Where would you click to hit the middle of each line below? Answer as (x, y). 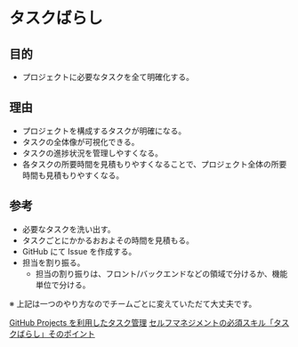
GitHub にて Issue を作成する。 (79, 251)
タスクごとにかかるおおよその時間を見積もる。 (108, 240)
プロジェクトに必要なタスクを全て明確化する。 (108, 77)
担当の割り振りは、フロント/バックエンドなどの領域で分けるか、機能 (161, 273)
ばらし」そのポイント (56, 334)
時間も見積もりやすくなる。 (73, 175)
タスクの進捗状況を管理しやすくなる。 (92, 153)
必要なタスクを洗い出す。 (68, 229)
